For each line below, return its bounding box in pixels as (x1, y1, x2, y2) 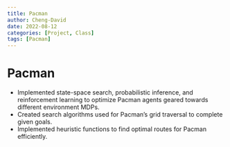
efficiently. (17, 133, 48, 141)
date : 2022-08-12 (7, 23, 57, 30)
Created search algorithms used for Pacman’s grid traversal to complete (17, 110, 223, 119)
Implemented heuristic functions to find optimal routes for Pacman (17, 125, 206, 133)
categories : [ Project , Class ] (7, 29, 95, 37)
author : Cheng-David (7, 17, 67, 23)
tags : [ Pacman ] (7, 36, 51, 43)
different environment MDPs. (17, 103, 100, 111)
